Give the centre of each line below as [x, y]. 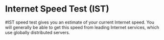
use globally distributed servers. [37, 32]
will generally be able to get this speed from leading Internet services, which [82, 27]
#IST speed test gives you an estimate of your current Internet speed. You [80, 22]
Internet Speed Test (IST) [57, 9]
